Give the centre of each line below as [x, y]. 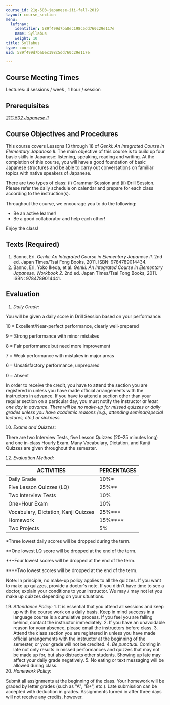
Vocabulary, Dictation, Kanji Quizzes [51, 512]
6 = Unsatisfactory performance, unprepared [53, 365]
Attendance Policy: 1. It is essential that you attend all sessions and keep [88, 606]
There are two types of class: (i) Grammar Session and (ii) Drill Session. [80, 183]
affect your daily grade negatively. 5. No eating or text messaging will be [89, 660]
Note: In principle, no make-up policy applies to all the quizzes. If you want [83, 580]
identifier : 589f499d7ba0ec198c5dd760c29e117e [65, 29]
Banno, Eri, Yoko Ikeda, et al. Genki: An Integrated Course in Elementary [88, 267]
